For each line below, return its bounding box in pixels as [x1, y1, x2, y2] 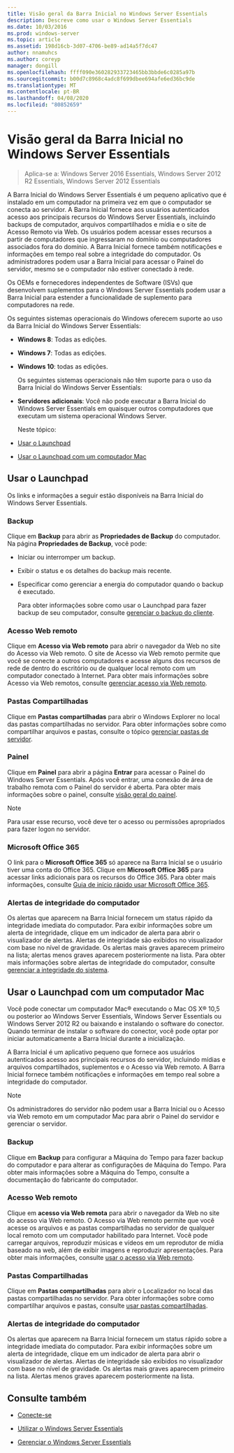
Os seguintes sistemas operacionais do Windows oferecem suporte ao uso [7, 314, 223, 323]
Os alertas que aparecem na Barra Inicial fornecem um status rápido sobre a [7, 1335, 227, 1343]
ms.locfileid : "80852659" [7, 101, 82, 108]
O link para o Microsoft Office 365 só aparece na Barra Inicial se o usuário [7, 858, 223, 867]
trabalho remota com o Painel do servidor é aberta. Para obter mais [7, 783, 201, 791]
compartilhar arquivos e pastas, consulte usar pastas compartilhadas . [7, 1302, 208, 1310]
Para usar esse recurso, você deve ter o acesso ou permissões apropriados [7, 817, 226, 825]
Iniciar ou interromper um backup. [17, 553, 116, 561]
